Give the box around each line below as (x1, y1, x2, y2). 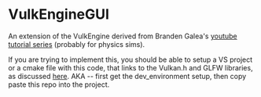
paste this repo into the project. (8, 80, 110, 89)
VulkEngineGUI (8, 5, 110, 23)
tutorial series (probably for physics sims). (8, 39, 145, 48)
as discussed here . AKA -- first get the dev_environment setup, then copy (8, 71, 247, 81)
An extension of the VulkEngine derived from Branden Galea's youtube (8, 31, 237, 41)
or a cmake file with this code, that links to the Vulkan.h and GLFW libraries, (8, 63, 253, 72)
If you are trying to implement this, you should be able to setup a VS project (8, 55, 253, 64)
